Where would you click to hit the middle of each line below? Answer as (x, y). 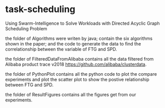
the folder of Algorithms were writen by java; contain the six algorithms (79, 38)
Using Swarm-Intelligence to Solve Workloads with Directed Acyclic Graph (82, 23)
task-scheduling (40, 9)
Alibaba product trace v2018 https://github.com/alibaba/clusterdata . (76, 64)
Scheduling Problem (26, 28)
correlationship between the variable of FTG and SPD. (61, 49)
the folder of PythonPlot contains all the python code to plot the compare (81, 74)
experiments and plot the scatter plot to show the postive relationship (77, 79)
